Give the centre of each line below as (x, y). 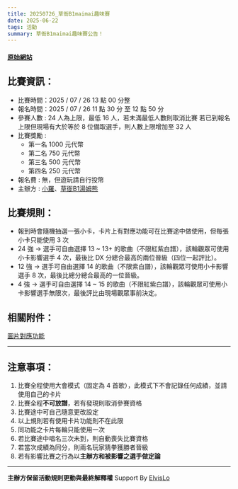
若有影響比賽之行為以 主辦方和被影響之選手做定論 (89, 456)
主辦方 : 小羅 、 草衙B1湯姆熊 (58, 188)
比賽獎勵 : (32, 135)
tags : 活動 (22, 27)
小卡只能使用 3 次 (43, 240)
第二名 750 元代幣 (54, 153)
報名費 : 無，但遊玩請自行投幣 (61, 179)
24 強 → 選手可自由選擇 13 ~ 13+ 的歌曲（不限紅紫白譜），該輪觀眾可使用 (123, 249)
